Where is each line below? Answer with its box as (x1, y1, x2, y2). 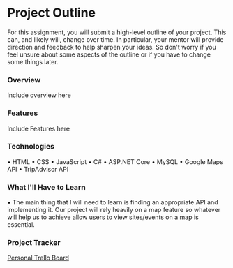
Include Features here (7, 124, 70, 133)
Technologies (7, 142, 54, 151)
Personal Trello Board (7, 253, 70, 262)
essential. (7, 221, 35, 229)
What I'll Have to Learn (7, 182, 86, 192)
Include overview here (7, 91, 71, 99)
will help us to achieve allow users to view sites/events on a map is (7, 213, 199, 221)
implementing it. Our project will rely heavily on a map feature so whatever (7, 206, 221, 214)
